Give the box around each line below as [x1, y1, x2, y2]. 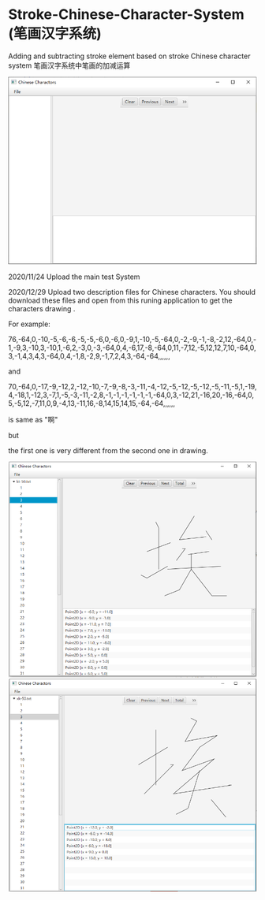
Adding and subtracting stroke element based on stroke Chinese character [8, 51, 251, 61]
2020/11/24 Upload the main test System [8, 272, 140, 281]
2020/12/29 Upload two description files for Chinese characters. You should [8, 288, 256, 297]
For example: [8, 319, 51, 329]
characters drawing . [8, 304, 76, 314]
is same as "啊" [8, 415, 58, 425]
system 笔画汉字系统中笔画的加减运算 [8, 61, 131, 70]
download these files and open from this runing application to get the [8, 296, 233, 305]
